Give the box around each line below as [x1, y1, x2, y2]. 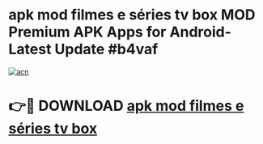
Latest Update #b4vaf [8, 40, 159, 58]
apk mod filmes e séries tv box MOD [8, 6, 256, 24]
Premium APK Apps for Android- [8, 23, 232, 41]
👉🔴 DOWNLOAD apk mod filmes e [8, 97, 244, 115]
